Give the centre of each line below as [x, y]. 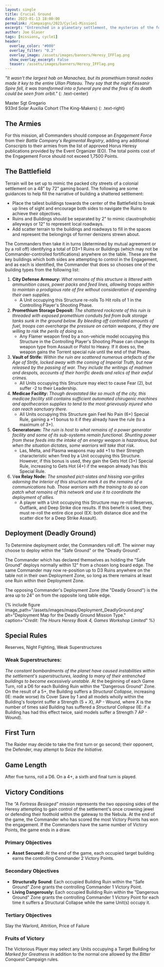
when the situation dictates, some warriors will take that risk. [73, 445]
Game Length [26, 765]
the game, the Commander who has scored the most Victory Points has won [82, 819]
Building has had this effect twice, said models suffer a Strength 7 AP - [76, 712]
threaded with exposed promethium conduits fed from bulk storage [80, 315]
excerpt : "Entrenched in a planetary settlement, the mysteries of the [79, 28]
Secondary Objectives [32, 871]
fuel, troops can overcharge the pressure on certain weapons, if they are [85, 326]
